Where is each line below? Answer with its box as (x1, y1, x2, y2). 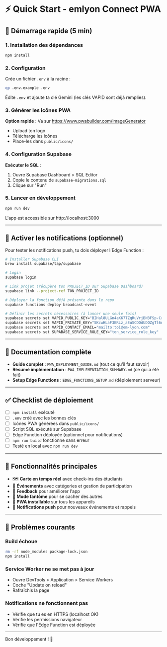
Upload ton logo (12, 128, 46, 134)
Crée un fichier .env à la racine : (5, 76, 71, 82)
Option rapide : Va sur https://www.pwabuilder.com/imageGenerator (5, 118, 146, 124)
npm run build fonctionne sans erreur (12, 437, 89, 443)
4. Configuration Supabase (5, 151, 72, 158)
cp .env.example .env (5, 85, 50, 90)
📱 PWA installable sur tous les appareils (12, 498, 95, 504)
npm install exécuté (12, 409, 55, 415)
